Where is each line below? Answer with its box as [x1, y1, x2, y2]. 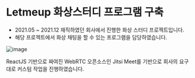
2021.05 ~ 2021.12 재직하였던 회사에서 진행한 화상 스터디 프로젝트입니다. [14, 26, 184, 33]
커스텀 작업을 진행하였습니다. [17, 65, 84, 72]
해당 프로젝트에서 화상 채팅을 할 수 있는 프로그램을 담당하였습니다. [14, 33, 168, 40]
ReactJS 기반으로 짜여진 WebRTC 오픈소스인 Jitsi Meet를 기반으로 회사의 [6, 58, 178, 65]
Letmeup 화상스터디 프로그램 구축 [6, 5, 164, 19]
